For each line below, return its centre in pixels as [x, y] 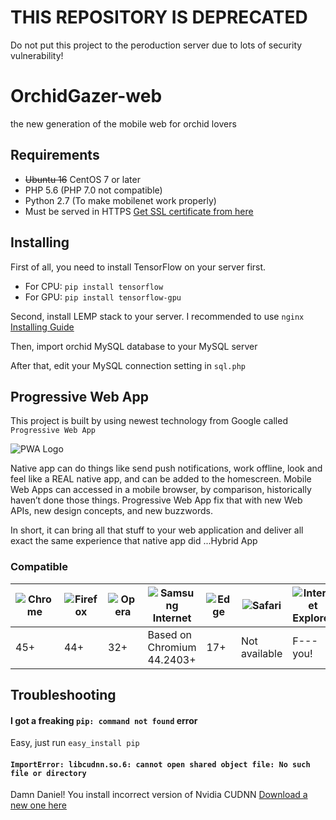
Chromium [172, 647]
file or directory [48, 773]
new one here [38, 805]
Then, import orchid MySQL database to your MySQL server [134, 346]
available [261, 653]
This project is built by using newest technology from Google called [149, 421]
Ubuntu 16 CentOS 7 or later [82, 179]
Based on [169, 634]
